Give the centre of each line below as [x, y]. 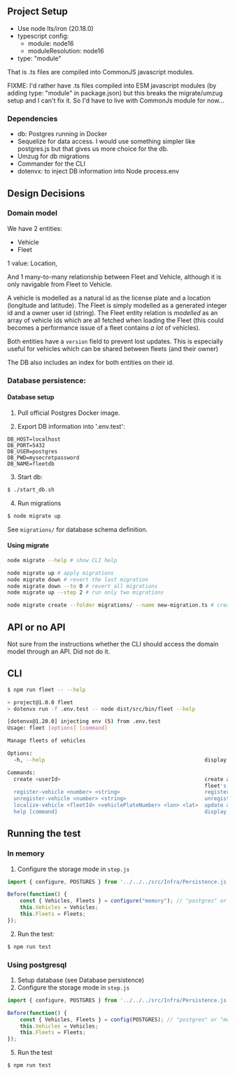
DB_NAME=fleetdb [31, 464]
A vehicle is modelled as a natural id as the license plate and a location [109, 298]
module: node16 [51, 43]
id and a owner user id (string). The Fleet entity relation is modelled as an [113, 312]
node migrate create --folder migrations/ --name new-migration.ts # [111, 605]
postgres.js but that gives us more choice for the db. [93, 149]
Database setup [31, 397]
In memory [26, 854]
